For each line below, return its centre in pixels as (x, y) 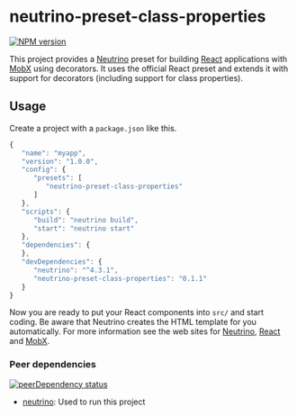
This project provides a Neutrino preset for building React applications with (148, 59)
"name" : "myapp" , (54, 153)
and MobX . (30, 341)
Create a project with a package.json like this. (93, 128)
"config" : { (44, 170)
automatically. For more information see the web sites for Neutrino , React (145, 331)
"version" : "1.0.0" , (60, 161)
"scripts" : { (45, 212)
